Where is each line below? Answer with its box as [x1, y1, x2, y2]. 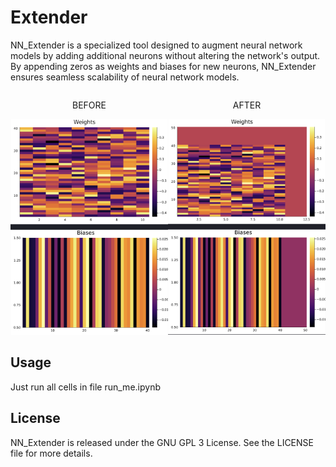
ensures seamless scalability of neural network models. [10, 71, 240, 83]
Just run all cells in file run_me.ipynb [10, 381, 161, 393]
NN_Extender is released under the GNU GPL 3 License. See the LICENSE [10, 436, 314, 448]
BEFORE [72, 99, 107, 111]
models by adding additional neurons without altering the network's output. [10, 49, 321, 61]
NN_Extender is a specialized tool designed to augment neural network [10, 39, 303, 51]
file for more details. [10, 447, 93, 459]
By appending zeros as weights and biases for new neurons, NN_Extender [10, 60, 317, 72]
